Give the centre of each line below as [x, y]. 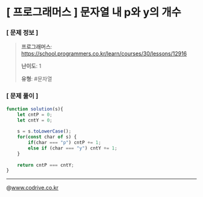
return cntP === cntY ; [46, 165]
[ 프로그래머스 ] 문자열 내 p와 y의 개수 [94, 12]
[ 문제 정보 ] [22, 33]
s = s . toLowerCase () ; [44, 131]
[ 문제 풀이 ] [22, 96]
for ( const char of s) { [47, 137]
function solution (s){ [35, 109]
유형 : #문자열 [37, 79]
